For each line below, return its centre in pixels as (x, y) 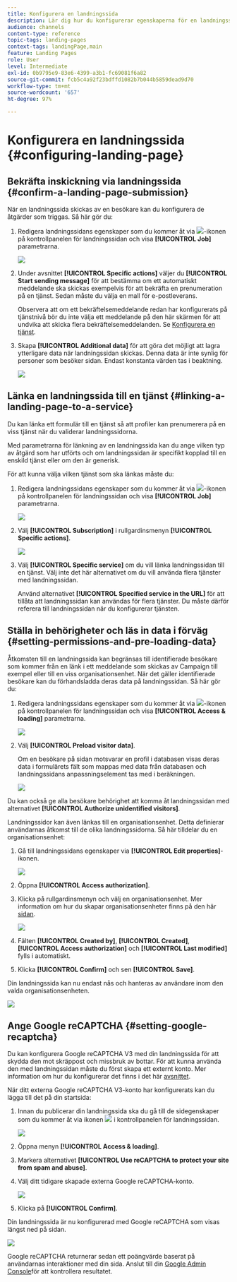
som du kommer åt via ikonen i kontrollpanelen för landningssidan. (119, 1120)
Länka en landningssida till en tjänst (88, 396)
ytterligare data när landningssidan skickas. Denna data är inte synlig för (122, 353)
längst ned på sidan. (37, 1230)
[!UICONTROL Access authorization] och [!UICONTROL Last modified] (122, 948)
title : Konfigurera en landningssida (63, 14)
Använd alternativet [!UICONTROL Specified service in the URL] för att (121, 593)
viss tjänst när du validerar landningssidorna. (73, 431)
